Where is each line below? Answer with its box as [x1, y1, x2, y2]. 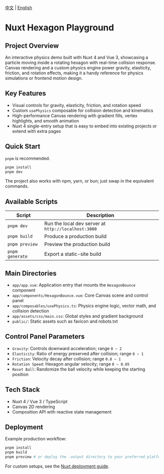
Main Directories [5, 269, 57, 277]
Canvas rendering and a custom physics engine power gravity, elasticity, [5, 65, 151, 70]
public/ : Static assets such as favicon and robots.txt [12, 318, 118, 324]
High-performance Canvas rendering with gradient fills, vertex [12, 112, 138, 119]
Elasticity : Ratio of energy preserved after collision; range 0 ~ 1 [12, 350, 144, 356]
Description [86, 212, 115, 219]
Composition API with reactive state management [12, 409, 112, 414]
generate [7, 254, 28, 259]
